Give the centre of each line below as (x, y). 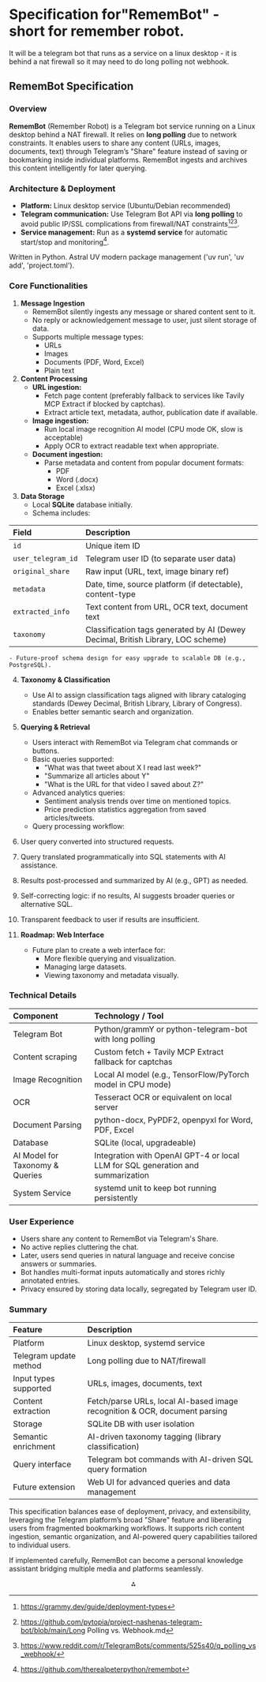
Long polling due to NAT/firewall (146, 1361)
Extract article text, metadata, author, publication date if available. (151, 412)
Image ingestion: (60, 421)
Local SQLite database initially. (82, 504)
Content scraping (45, 1057)
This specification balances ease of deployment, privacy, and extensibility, (130, 1512)
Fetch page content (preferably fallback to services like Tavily (144, 395)
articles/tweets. (69, 818)
